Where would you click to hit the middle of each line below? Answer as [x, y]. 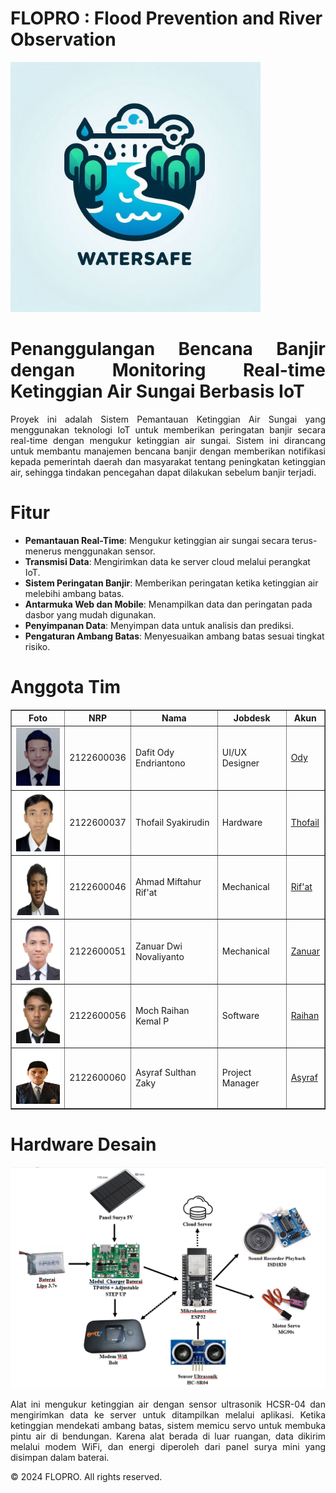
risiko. [37, 646]
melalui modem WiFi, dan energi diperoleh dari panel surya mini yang [168, 1446]
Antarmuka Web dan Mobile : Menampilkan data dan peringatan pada [168, 604]
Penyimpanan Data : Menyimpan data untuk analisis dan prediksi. [159, 625]
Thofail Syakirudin [172, 823]
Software [240, 1015]
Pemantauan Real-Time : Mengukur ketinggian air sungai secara [157, 540]
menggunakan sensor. [109, 551]
